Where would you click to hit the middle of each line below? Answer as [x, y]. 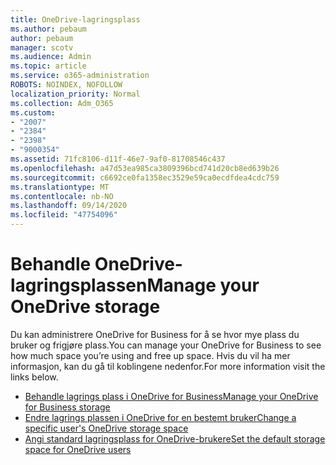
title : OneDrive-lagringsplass [75, 19]
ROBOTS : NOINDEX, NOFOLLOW [66, 85]
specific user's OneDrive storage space [106, 428]
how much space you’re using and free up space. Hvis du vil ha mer [150, 355]
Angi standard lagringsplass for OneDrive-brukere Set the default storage [175, 438]
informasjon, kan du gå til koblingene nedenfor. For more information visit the [168, 366]
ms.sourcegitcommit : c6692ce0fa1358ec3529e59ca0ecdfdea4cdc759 [145, 177]
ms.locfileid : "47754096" [64, 215]
